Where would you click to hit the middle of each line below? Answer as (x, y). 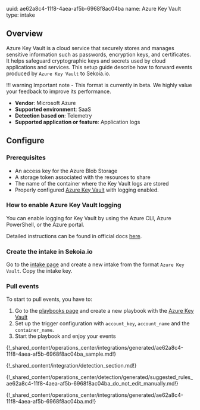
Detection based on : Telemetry (53, 115)
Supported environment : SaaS (53, 109)
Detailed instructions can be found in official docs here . (74, 236)
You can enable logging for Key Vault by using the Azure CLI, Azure (89, 218)
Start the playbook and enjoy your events (65, 336)
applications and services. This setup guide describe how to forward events (99, 67)
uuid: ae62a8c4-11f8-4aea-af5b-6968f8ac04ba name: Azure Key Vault (94, 9)
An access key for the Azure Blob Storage (66, 171)
